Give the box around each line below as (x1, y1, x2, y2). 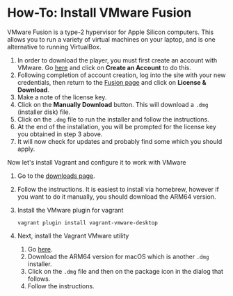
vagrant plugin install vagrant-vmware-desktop (17, 219, 158, 227)
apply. (17, 145, 35, 153)
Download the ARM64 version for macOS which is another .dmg (27, 252, 209, 261)
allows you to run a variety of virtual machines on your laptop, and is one (7, 35, 216, 43)
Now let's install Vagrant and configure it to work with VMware (7, 158, 186, 166)
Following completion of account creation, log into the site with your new (17, 71, 226, 79)
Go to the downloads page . (17, 172, 95, 180)
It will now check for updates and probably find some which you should (17, 137, 223, 145)
